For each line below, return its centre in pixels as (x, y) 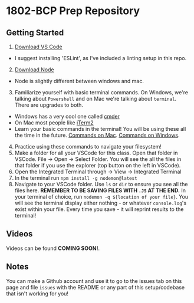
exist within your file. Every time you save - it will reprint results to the (99, 209)
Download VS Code (38, 47)
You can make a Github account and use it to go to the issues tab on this (94, 281)
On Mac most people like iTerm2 (54, 123)
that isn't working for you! (37, 294)
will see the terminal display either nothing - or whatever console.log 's (101, 203)
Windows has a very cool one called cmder (67, 116)
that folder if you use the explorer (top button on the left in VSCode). (98, 165)
